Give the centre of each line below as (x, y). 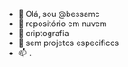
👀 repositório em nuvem (62, 24)
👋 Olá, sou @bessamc (59, 14)
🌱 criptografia (43, 33)
